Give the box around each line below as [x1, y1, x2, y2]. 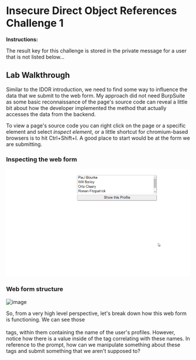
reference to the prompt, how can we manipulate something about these [6, 341, 181, 348]
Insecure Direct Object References [6, 4, 177, 18]
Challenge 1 [6, 16, 64, 30]
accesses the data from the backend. [6, 110, 96, 117]
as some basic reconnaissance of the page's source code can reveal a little [6, 98, 188, 105]
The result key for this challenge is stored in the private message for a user [6, 47, 187, 54]
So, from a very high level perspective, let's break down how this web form [6, 310, 187, 317]
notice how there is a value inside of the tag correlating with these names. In [6, 335, 190, 342]
